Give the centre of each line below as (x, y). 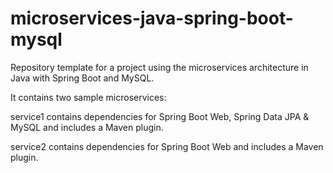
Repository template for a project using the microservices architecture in (159, 67)
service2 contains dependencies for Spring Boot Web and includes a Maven (167, 146)
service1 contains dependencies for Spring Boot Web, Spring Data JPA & (160, 116)
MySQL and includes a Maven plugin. (87, 127)
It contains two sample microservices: (88, 97)
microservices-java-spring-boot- (152, 18)
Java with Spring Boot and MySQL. (82, 78)
